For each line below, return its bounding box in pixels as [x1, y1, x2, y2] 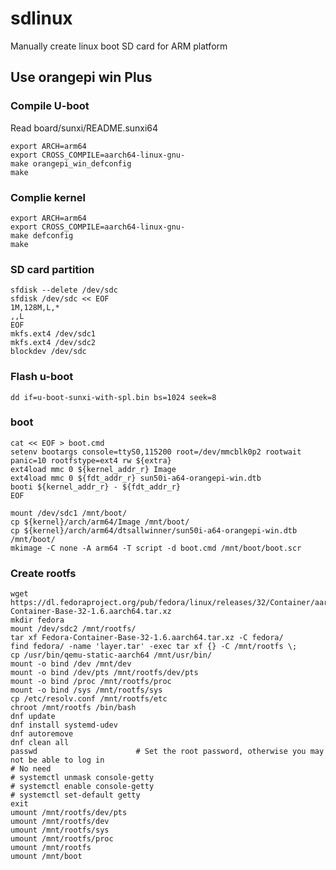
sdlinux [10, 7, 73, 30]
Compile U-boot [10, 99, 90, 113]
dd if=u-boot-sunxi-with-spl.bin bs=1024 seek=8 [10, 392, 217, 402]
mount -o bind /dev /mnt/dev [10, 659, 132, 669]
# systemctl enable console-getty [10, 782, 155, 792]
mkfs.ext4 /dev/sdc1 [10, 329, 97, 339]
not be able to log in [10, 755, 105, 766]
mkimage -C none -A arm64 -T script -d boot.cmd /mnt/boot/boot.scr [10, 543, 302, 553]
